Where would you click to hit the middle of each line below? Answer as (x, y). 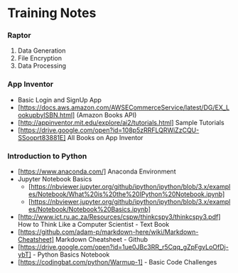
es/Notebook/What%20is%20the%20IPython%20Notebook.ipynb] (126, 194)
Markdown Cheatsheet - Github (102, 240)
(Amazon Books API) (107, 114)
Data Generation (42, 50)
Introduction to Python (47, 156)
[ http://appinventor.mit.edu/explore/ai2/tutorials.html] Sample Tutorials (121, 122)
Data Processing (42, 66)
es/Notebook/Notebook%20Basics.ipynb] (90, 209)
